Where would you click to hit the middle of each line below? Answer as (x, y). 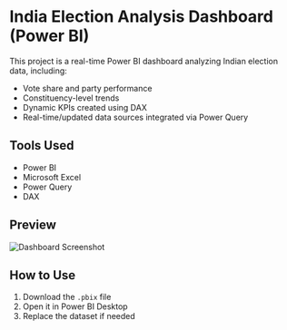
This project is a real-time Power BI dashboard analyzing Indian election (144, 61)
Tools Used (42, 146)
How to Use (43, 275)
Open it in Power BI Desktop (75, 306)
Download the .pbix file (67, 297)
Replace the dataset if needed (79, 316)
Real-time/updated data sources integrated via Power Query (135, 117)
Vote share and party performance (87, 88)
